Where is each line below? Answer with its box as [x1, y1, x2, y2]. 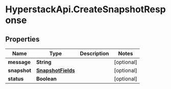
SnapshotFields [36, 67, 75, 74]
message [8, 59, 31, 65]
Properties [5, 35, 40, 43]
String [36, 59, 52, 65]
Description [80, 50, 109, 57]
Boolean [36, 75, 57, 82]
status [8, 75, 24, 82]
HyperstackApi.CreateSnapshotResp [5, 4, 166, 15]
